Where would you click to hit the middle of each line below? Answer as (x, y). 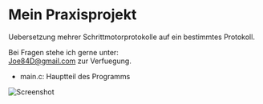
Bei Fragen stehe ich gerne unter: (63, 52)
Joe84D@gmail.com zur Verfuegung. (70, 61)
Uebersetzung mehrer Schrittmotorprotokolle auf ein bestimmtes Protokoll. (131, 37)
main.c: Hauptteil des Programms (75, 76)
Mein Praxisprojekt (73, 15)
